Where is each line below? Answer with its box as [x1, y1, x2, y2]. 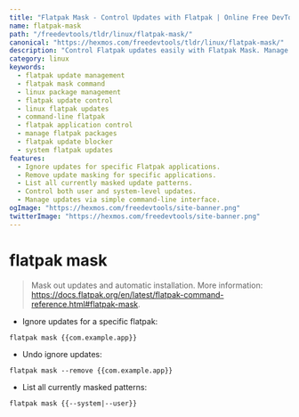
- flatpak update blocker [17, 137, 114, 146]
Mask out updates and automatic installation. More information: [30, 280, 263, 290]
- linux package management [17, 87, 122, 96]
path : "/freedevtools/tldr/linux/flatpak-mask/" [9, 29, 193, 38]
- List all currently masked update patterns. [17, 179, 193, 188]
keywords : [9, 63, 46, 72]
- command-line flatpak [17, 112, 105, 121]
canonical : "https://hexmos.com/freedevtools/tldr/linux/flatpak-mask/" [9, 37, 285, 47]
